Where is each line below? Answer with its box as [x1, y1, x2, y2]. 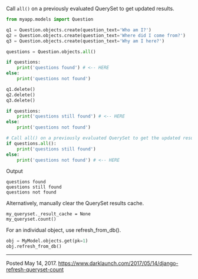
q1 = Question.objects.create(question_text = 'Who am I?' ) [6, 27, 151, 33]
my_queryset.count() [6, 216, 57, 222]
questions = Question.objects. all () [6, 48, 96, 55]
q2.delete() [6, 91, 35, 98]
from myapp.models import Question [6, 17, 94, 22]
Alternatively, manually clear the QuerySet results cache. [6, 200, 144, 207]
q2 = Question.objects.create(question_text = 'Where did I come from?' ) [6, 32, 186, 38]
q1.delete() [6, 86, 35, 92]
